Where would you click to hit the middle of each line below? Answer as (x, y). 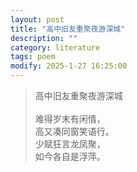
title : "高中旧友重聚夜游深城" (68, 29)
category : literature (55, 47)
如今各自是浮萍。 (70, 156)
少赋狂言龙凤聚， (70, 144)
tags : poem (33, 57)
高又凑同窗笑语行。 (74, 131)
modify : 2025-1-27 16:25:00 (69, 66)
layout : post (37, 19)
